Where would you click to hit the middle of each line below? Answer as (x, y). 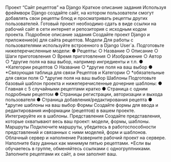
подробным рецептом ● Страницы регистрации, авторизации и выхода (84, 94)
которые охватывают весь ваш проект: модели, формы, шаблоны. (78, 121)
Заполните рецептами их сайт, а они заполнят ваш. (61, 154)
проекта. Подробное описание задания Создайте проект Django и (78, 34)
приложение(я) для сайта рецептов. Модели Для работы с (69, 40)
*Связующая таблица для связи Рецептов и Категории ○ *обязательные (85, 73)
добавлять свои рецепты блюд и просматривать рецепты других (77, 18)
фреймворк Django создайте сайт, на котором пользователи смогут (80, 13)
